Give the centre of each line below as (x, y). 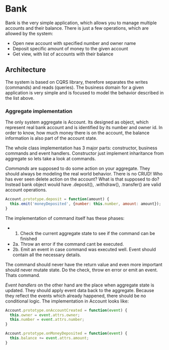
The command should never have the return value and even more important (84, 264)
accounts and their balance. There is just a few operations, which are (77, 28)
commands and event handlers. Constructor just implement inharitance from (84, 153)
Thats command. (23, 275)
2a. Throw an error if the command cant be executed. (68, 244)
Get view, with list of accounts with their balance (63, 54)
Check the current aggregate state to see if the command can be (88, 233)
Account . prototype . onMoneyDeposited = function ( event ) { (66, 333)
